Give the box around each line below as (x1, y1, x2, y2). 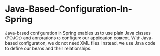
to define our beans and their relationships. (5, 45, 92, 51)
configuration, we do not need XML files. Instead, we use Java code (19, 40, 156, 46)
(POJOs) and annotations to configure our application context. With (5, 35, 140, 41)
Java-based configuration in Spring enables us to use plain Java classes (5, 30, 151, 36)
